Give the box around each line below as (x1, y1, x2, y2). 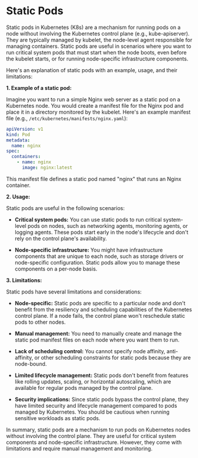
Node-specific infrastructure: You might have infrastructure (14, 246, 163, 253)
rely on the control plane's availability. (14, 235, 108, 242)
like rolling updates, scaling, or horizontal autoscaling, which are (14, 378, 171, 385)
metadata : (6, 137, 31, 143)
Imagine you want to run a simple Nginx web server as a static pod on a (6, 96, 180, 103)
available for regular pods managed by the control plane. (14, 384, 153, 391)
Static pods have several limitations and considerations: (6, 288, 142, 295)
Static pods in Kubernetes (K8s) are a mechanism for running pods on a (6, 24, 181, 31)
